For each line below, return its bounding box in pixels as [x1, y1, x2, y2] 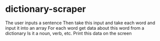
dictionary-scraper [5, 3, 87, 15]
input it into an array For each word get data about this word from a [5, 25, 144, 31]
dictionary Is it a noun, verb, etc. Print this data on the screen [5, 30, 132, 36]
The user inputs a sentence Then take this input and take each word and [5, 20, 155, 26]
